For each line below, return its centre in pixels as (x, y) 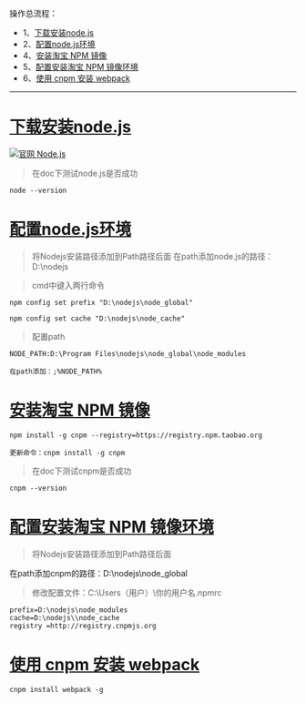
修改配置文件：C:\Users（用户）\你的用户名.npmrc (127, 592)
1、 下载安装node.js (58, 33)
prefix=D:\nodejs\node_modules (69, 610)
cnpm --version (38, 488)
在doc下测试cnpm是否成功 (82, 471)
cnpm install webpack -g (56, 689)
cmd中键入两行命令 (68, 285)
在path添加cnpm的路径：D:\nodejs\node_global (99, 573)
